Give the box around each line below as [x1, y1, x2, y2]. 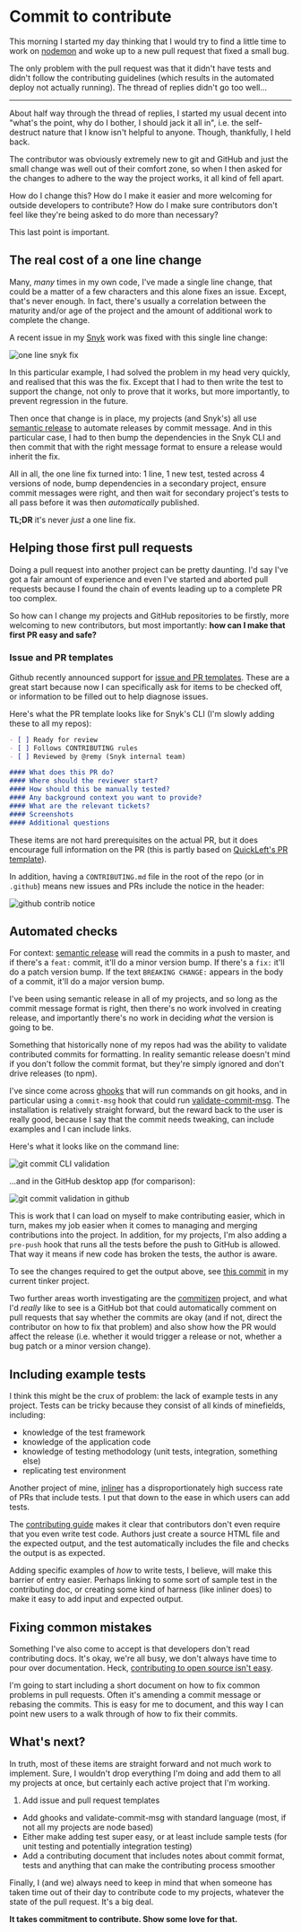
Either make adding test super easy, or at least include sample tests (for [21, 1831, 288, 1841]
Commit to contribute [9, 6, 172, 27]
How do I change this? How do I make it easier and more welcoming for [9, 190, 273, 201]
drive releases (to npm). [9, 1068, 98, 1079]
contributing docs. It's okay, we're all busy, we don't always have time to [9, 1653, 278, 1664]
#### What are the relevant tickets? [9, 801, 150, 810]
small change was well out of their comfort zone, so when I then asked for [9, 163, 283, 174]
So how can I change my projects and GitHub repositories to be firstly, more [9, 610, 289, 621]
